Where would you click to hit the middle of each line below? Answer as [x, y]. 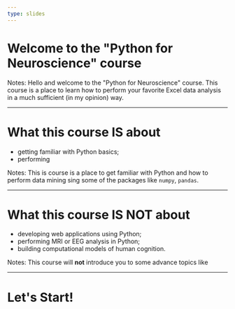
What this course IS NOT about [99, 215]
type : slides [26, 14]
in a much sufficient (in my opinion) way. [66, 97]
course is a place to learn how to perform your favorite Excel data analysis [114, 90]
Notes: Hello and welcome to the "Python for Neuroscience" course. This [113, 82]
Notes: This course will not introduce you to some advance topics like [108, 262]
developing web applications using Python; [79, 234]
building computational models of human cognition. [91, 249]
